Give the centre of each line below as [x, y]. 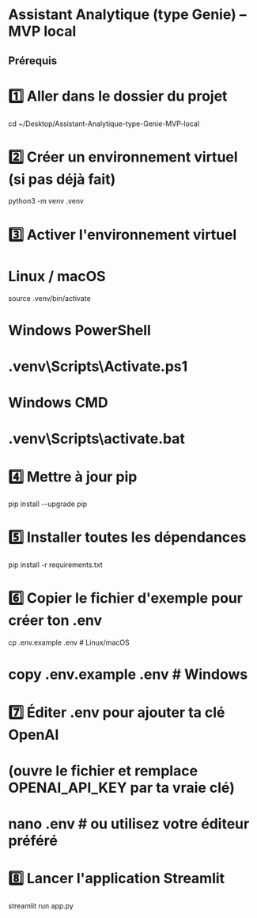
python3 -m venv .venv [46, 201]
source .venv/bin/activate [49, 298]
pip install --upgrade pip [48, 504]
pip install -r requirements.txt [55, 565]
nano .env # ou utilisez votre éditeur [129, 823]
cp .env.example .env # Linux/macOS [69, 642]
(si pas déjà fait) [62, 179]
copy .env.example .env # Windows [128, 674]
